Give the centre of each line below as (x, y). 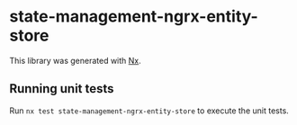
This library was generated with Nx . (75, 60)
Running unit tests (62, 89)
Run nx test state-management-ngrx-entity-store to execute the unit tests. (149, 111)
